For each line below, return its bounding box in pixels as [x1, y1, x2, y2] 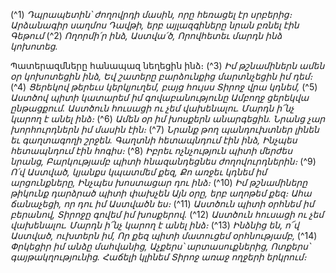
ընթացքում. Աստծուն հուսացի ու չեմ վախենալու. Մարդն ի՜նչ [10, 102, 295, 114]
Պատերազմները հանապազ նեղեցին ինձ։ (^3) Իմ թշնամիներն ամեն [10, 60, 325, 71]
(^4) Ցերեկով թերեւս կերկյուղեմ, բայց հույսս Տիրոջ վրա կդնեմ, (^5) [10, 81, 318, 93]
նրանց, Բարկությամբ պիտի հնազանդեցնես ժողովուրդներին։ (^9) [10, 155, 317, 167]
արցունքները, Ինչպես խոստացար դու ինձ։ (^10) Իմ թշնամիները [10, 177, 308, 188]
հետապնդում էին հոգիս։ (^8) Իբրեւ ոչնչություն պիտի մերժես [10, 145, 293, 156]
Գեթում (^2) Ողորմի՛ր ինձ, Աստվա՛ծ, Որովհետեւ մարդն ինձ [10, 30, 283, 41]
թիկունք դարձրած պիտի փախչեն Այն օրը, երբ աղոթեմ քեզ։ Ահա [10, 187, 312, 199]
